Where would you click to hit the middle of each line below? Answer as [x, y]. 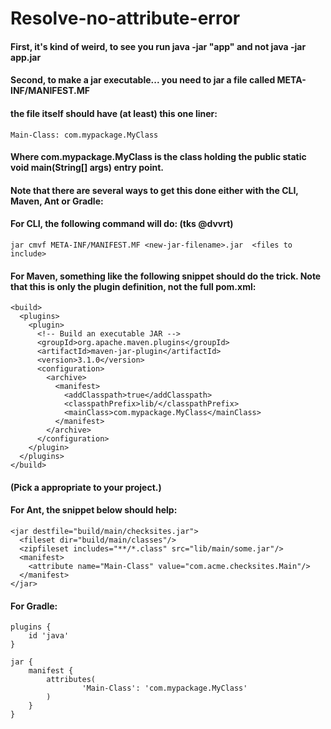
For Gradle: [34, 606]
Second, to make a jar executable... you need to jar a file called [143, 80]
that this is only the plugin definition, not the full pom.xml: [133, 286]
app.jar [26, 57]
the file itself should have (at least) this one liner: [114, 113]
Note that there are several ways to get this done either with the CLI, [154, 190]
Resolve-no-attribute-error [125, 18]
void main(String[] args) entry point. [87, 168]
